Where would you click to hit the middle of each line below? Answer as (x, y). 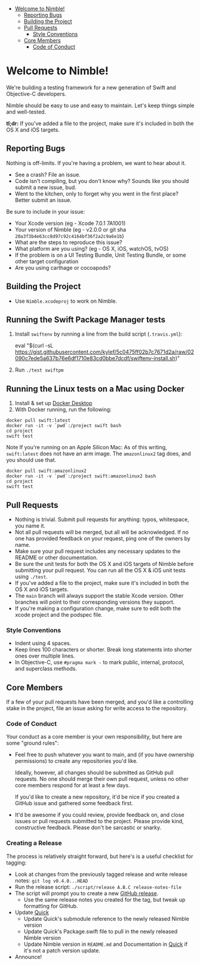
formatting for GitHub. (51, 906)
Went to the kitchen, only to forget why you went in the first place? (97, 193)
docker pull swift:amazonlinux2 (46, 471)
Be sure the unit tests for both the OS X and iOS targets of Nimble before (104, 564)
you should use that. (31, 460)
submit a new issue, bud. (45, 187)
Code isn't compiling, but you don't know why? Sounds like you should (102, 181)
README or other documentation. (56, 558)
